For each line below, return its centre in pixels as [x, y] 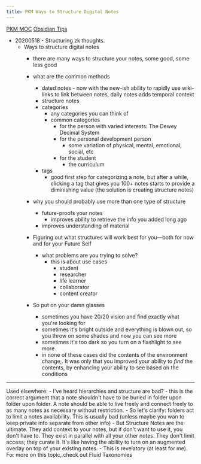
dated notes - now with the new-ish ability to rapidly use [111, 88]
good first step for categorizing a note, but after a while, [120, 177]
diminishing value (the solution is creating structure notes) [122, 190]
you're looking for [63, 323]
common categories [75, 120]
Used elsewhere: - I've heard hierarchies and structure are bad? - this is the [100, 391]
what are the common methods [71, 76]
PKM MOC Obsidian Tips [37, 29]
